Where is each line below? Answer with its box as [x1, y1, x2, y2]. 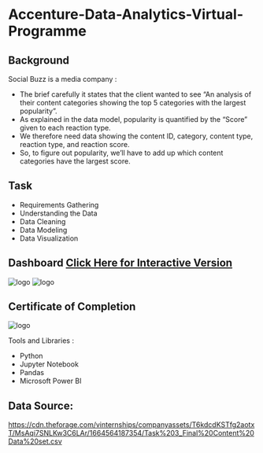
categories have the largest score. [19, 157, 131, 166]
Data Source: [8, 399, 73, 412]
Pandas [19, 368, 45, 377]
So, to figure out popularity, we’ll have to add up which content [19, 148, 224, 157]
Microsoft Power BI [19, 376, 82, 386]
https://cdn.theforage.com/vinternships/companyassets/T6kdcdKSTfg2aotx [8, 420, 255, 429]
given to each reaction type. [19, 123, 112, 132]
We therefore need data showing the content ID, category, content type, [19, 131, 254, 141]
